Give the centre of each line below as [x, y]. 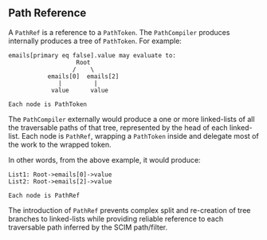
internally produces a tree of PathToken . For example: [95, 41]
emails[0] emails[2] [83, 76]
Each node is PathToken [48, 104]
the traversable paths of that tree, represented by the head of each [118, 128]
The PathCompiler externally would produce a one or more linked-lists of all [132, 119]
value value [80, 90]
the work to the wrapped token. [60, 144]
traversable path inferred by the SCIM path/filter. [88, 227]
